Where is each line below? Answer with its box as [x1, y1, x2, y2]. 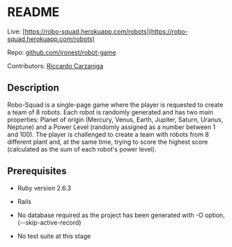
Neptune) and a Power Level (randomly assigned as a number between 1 [7, 123, 216, 131]
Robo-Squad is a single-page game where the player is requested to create [7, 100, 224, 109]
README [7, 4, 60, 20]
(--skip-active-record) [17, 218, 82, 227]
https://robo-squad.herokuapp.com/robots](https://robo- [24, 27, 188, 36]
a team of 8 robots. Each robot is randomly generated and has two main [7, 107, 214, 116]
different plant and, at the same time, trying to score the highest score [7, 137, 208, 146]
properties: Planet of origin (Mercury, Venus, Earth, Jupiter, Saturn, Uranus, [7, 115, 224, 123]
